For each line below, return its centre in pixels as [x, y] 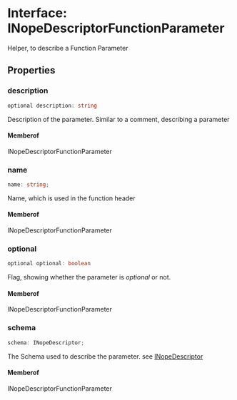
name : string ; [29, 185]
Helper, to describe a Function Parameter [68, 48]
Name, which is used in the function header [71, 198]
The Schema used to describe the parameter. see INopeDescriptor [105, 356]
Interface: [37, 13]
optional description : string [52, 106]
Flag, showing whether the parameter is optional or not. [89, 277]
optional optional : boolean [49, 264]
